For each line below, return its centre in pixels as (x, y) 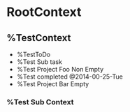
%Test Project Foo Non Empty (60, 69)
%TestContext (39, 38)
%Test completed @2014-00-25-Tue (70, 77)
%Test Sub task (39, 62)
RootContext (44, 12)
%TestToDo (33, 54)
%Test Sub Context (40, 102)
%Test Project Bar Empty (53, 84)
